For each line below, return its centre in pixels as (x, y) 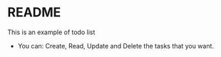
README (34, 12)
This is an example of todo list (51, 32)
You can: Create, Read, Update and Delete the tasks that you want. (116, 46)
